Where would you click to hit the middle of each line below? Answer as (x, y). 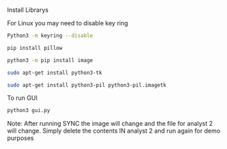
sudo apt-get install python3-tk (55, 72)
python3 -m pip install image (50, 60)
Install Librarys (28, 10)
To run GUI (22, 98)
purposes (21, 138)
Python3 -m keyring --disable (50, 36)
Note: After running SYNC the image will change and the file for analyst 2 (110, 124)
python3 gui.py (29, 111)
